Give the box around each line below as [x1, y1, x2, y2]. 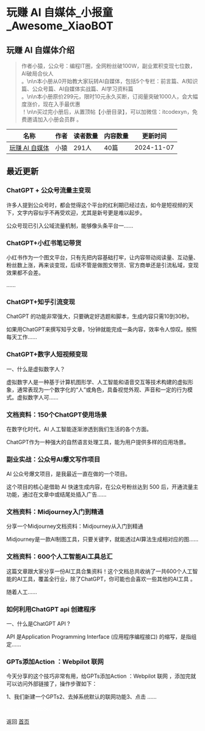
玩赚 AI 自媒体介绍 [6, 45, 75, 55]
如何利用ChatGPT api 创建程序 [6, 605, 96, 614]
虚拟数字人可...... [16, 393, 59, 401]
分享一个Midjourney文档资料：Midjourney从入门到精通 [6, 522, 143, 530]
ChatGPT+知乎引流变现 [6, 297, 75, 306]
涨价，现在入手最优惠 [26, 100, 81, 108]
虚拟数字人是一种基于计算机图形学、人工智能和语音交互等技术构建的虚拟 [6, 378, 188, 385]
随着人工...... [6, 588, 38, 595]
